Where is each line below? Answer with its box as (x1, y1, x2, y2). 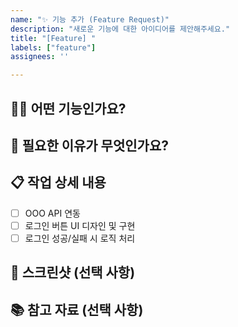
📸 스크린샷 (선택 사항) (10, 264, 136, 281)
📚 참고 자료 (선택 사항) (10, 301, 144, 318)
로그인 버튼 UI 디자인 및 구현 (24, 219, 136, 231)
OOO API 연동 (24, 207, 81, 219)
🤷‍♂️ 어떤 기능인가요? (10, 100, 127, 117)
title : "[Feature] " (10, 33, 97, 43)
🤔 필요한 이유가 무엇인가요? (10, 137, 169, 154)
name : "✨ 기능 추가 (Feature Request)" (10, 14, 170, 25)
